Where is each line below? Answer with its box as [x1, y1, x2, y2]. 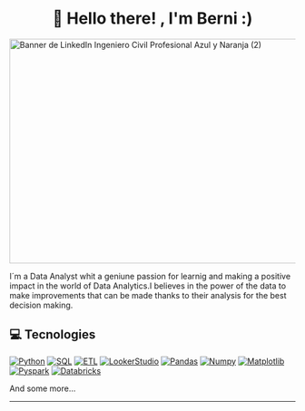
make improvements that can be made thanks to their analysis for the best [9, 289, 287, 300]
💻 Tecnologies [9, 327, 96, 343]
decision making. [9, 299, 74, 310]
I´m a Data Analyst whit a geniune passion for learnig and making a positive [9, 270, 291, 281]
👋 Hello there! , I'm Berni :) [52, 8, 253, 29]
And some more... [9, 383, 76, 394]
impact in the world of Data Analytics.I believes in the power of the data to [9, 280, 287, 291]
